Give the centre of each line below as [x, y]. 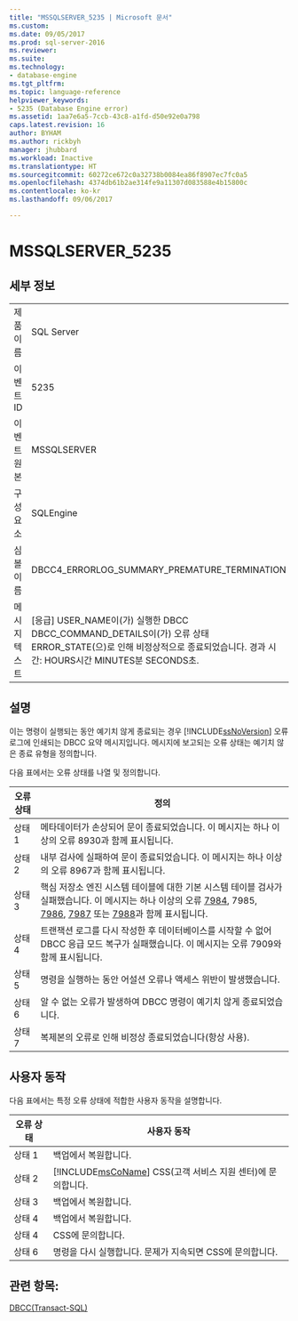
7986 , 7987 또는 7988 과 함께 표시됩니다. [124, 914]
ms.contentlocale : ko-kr [55, 191]
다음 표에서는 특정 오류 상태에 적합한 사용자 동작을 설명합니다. [116, 1100]
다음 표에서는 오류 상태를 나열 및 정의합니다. [85, 772]
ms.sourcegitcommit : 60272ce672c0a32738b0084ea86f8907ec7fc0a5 [129, 174]
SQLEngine [54, 512]
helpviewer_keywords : [49, 100]
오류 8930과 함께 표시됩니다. [116, 840]
